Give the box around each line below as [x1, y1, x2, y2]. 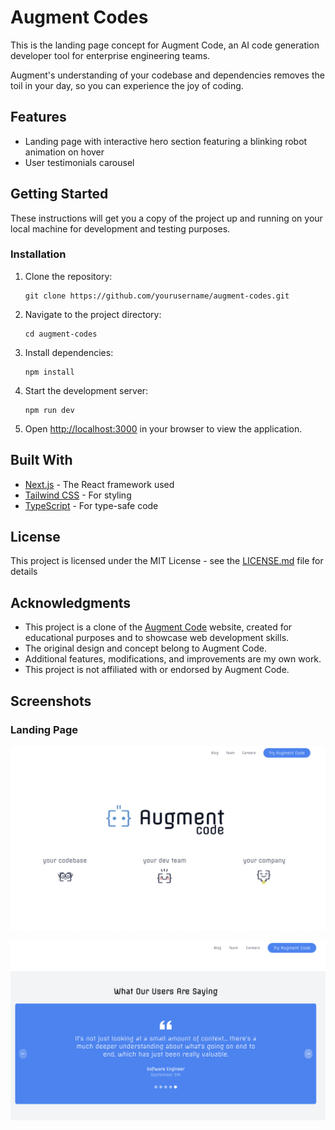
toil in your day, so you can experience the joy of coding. [10, 79, 244, 91]
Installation [10, 247, 67, 261]
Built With [10, 452, 73, 469]
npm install [24, 367, 75, 377]
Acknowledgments [10, 594, 132, 611]
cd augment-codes [24, 329, 98, 339]
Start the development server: [24, 384, 149, 396]
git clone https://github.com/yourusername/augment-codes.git [24, 291, 290, 301]
